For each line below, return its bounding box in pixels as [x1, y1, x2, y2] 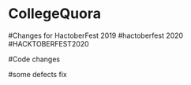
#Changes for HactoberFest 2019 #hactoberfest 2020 [8, 31, 184, 40]
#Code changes [8, 54, 61, 64]
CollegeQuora [8, 5, 101, 23]
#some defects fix [8, 69, 67, 79]
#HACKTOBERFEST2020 [8, 39, 89, 48]
